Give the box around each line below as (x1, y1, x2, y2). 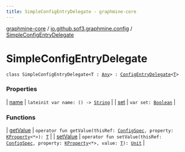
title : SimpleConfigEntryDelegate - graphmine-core (6, 8, 136, 15)
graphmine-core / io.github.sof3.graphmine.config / (6, 25, 132, 32)
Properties (6, 85, 37, 93)
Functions (6, 113, 36, 121)
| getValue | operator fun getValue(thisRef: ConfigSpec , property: (6, 127, 174, 134)
